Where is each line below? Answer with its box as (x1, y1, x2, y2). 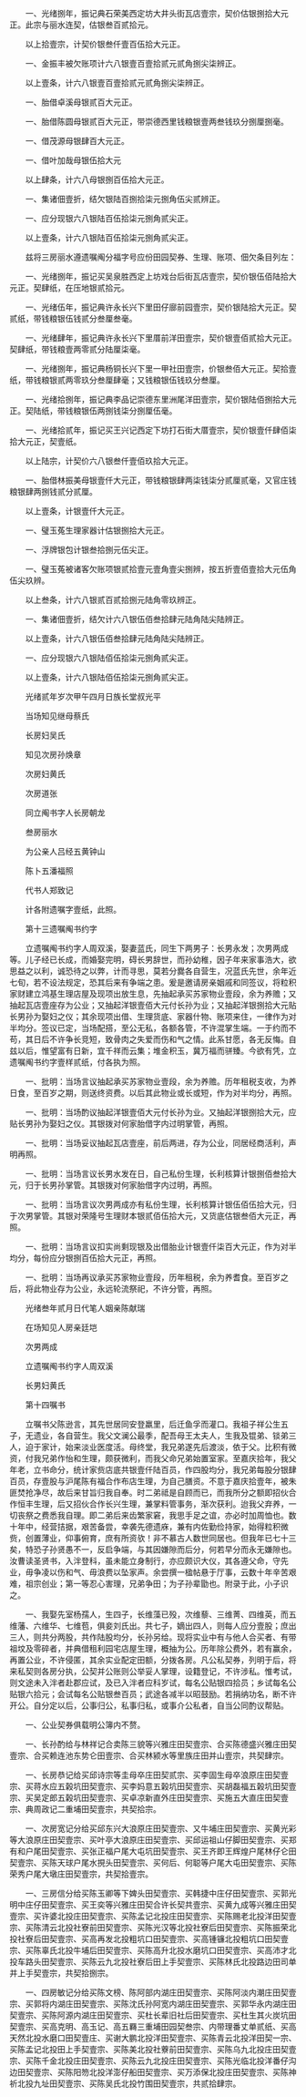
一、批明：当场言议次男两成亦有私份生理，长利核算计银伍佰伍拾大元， (25, 1199, 289, 1210)
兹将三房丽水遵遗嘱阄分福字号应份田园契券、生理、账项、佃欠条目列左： (25, 251, 297, 262)
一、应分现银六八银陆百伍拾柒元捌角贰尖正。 (25, 213, 193, 223)
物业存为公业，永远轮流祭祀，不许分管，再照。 (40, 1284, 217, 1294)
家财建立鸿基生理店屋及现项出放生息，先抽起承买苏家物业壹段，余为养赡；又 (9, 988, 297, 999)
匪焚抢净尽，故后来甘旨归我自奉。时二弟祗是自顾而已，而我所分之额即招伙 (9, 1488, 289, 1498)
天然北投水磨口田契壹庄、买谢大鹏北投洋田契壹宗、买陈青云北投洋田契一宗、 (9, 2032, 297, 2043)
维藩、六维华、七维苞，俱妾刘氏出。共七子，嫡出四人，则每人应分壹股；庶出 (9, 1621, 297, 1631)
